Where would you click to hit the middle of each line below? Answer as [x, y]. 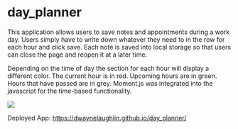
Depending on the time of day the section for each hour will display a [108, 68]
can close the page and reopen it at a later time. [77, 55]
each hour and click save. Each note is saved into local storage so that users [119, 47]
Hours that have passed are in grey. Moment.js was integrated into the [110, 83]
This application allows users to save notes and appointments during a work [119, 32]
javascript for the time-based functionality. [70, 91]
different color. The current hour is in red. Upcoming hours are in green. [112, 76]
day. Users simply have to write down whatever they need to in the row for [116, 39]
